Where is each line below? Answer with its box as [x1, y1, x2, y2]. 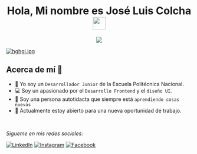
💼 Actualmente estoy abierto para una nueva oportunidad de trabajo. [14, 107, 182, 114]
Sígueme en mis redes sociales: [6, 130, 84, 137]
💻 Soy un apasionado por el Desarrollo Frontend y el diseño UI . [14, 87, 172, 94]
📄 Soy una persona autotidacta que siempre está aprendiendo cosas [14, 96, 180, 103]
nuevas [14, 101, 31, 107]
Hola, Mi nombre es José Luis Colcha [6, 4, 192, 18]
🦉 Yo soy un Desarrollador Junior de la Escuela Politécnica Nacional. [14, 80, 184, 87]
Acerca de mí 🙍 [6, 65, 63, 75]
